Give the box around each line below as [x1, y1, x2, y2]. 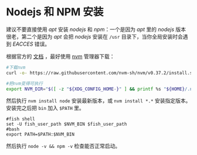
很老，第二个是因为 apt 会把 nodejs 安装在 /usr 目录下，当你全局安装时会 [6, 33, 184, 40]
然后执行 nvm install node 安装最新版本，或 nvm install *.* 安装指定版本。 [6, 97, 191, 104]
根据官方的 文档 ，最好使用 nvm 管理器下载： [6, 53, 115, 60]
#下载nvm [6, 64, 26, 70]
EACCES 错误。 [12, 40, 50, 47]
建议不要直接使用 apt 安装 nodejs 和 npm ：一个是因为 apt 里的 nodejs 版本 [6, 26, 186, 33]
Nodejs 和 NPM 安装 [6, 5, 104, 19]
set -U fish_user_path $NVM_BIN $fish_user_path [6, 121, 127, 128]
